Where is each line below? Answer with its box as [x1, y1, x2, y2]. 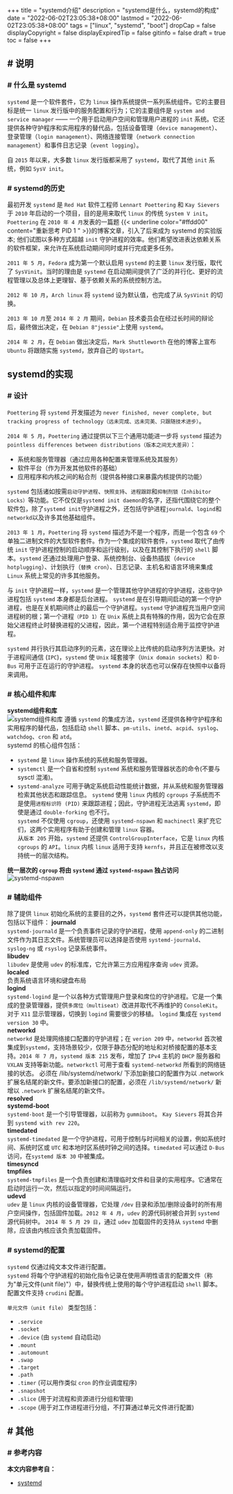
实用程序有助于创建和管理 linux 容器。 [47, 825, 158, 833]
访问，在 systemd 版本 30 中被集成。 [7, 1152, 109, 1161]
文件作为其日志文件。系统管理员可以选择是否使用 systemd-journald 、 [7, 936, 205, 944]
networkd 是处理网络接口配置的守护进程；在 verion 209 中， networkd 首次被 [7, 1034, 223, 1043]
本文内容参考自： [7, 1465, 56, 1473]
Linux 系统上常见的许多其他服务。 [7, 571, 104, 580]
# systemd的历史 [7, 183, 65, 193]
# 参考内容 [7, 1447, 42, 1457]
